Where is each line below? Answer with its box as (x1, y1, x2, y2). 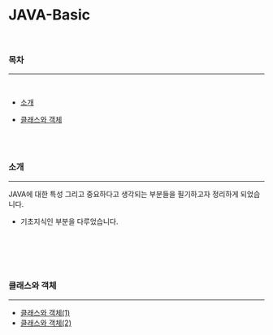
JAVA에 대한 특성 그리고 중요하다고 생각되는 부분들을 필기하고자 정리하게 (8, 189, 239, 199)
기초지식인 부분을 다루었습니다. (19, 217, 119, 226)
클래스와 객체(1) (19, 307, 71, 317)
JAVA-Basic (8, 6, 91, 24)
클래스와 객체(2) (19, 318, 71, 328)
